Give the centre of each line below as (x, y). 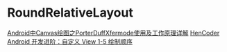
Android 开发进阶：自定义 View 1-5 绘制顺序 (70, 41)
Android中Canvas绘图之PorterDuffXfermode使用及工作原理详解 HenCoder (113, 33)
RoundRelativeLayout (70, 13)
